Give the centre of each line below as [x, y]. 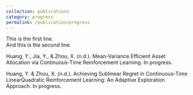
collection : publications [37, 11]
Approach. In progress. [34, 86]
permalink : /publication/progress [48, 22]
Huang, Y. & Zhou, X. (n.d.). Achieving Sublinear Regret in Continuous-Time [97, 74]
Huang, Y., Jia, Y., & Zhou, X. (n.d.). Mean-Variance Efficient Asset [86, 57]
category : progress [30, 17]
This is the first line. [30, 39]
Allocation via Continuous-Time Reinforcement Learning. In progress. [89, 62]
